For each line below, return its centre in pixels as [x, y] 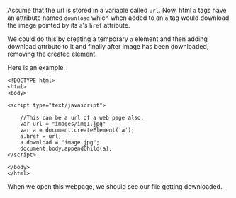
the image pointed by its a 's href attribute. [69, 25]
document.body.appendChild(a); [66, 148]
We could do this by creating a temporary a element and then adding [107, 39]
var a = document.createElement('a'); [77, 130]
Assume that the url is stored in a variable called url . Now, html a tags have [117, 10]
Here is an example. [36, 68]
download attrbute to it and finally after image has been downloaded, [108, 46]
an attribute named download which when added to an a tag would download [118, 18]
